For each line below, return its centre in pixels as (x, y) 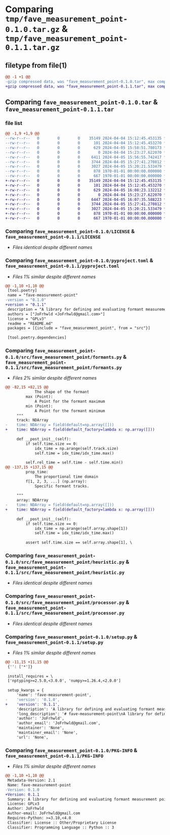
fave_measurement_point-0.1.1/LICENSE (53, 237)
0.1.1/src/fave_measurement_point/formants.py (64, 367)
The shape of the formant (62, 392)
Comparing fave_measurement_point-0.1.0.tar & (81, 102)
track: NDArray (33, 420)
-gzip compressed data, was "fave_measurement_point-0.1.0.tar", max (80, 81)
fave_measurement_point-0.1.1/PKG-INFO (54, 756)
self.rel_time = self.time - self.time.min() (74, 463)
